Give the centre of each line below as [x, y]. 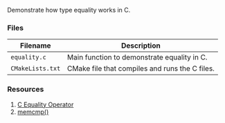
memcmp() [33, 112]
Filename [35, 46]
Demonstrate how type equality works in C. [69, 10]
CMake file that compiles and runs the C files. [141, 68]
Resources [26, 89]
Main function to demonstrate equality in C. [137, 57]
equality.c [28, 57]
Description [141, 46]
